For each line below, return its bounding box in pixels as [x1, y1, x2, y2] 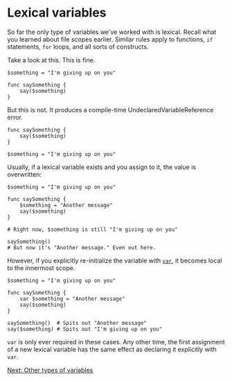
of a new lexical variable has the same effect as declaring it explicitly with [7, 345, 217, 353]
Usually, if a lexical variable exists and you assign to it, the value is [7, 163, 196, 171]
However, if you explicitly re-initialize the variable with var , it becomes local [7, 256, 222, 265]
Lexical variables [7, 5, 107, 21]
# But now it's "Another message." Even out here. [7, 244, 157, 251]
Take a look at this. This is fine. [7, 55, 96, 64]
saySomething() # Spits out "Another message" [7, 319, 148, 326]
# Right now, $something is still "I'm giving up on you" [7, 226, 178, 233]
